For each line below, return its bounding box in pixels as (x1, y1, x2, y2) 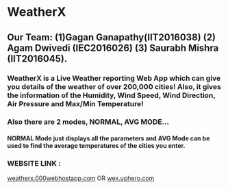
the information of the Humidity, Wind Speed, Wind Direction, (7, 90, 216, 100)
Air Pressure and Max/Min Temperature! (7, 99, 144, 108)
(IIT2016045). (7, 53, 68, 64)
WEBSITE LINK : (7, 158, 62, 168)
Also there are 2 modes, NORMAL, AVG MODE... (7, 117, 170, 127)
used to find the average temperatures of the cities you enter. (7, 142, 186, 150)
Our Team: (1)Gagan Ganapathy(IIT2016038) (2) (7, 32, 216, 43)
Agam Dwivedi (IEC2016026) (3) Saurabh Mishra (7, 42, 219, 53)
